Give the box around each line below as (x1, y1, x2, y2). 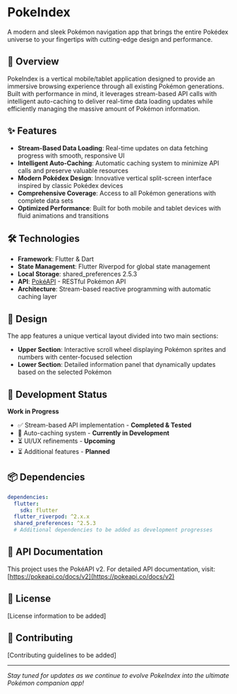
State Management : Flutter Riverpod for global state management (17, 262, 210, 271)
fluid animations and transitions (17, 211, 109, 220)
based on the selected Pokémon (17, 368, 111, 377)
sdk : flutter (20, 507, 59, 514)
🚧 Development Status (7, 388, 108, 400)
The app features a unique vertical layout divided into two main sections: (7, 331, 219, 340)
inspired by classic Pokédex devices (17, 181, 123, 189)
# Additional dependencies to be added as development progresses (13, 527, 213, 534)
